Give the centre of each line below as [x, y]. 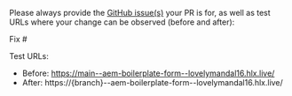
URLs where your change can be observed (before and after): [122, 22]
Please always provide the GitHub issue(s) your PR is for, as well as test [140, 13]
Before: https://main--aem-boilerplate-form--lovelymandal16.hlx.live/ [148, 73]
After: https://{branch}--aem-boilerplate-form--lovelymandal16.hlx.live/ [153, 82]
